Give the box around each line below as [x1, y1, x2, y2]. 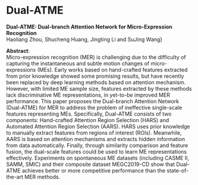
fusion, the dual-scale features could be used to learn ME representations [6, 148, 187, 155]
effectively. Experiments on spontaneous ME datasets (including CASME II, [6, 154, 189, 161]
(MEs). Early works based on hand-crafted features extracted [37, 66, 188, 73]
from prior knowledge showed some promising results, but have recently [6, 72, 184, 79]
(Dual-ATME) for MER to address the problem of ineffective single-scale [6, 104, 183, 111]
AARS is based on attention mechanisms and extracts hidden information [6, 135, 186, 142]
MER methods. [24, 173, 61, 180]
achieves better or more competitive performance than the [21, 167, 165, 174]
